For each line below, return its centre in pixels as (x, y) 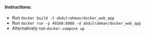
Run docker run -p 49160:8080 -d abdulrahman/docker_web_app (76, 23)
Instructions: (18, 7)
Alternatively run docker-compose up (48, 28)
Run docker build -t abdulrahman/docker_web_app (63, 18)
